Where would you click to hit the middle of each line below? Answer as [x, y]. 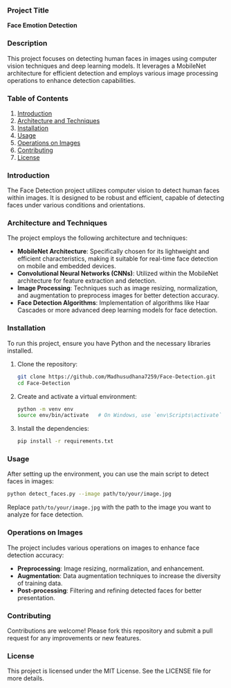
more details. [26, 678]
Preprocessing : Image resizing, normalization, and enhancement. [111, 568]
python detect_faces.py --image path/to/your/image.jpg [89, 494]
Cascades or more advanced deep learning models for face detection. [117, 310]
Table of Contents [38, 98]
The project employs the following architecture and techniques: [98, 238]
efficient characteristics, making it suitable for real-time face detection [118, 259]
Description [27, 44]
